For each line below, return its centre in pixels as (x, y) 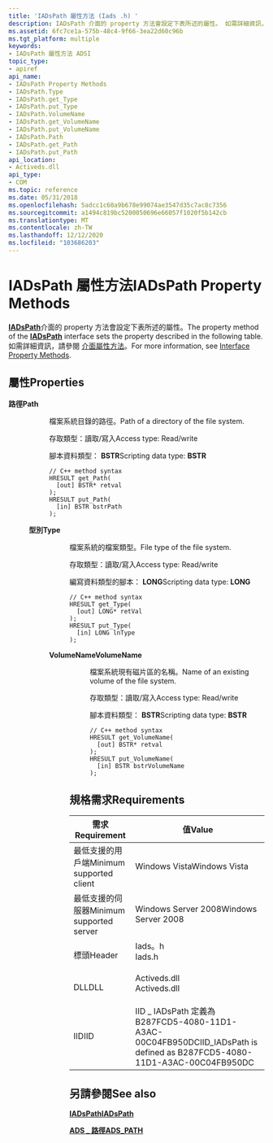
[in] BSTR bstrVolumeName (141, 766)
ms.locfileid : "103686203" (54, 243)
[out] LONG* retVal (110, 611)
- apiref (23, 69)
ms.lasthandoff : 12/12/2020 (56, 236)
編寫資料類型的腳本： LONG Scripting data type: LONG (160, 582)
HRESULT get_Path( (80, 478)
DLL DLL (89, 988)
